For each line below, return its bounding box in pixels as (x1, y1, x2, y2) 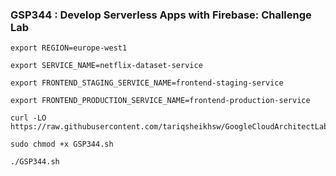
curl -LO (10, 113, 47, 123)
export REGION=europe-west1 (10, 43, 128, 53)
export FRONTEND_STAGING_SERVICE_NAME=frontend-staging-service (10, 78, 284, 88)
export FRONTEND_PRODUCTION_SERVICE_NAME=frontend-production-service (10, 96, 311, 106)
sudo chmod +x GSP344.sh (10, 139, 114, 150)
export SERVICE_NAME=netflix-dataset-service (10, 61, 203, 71)
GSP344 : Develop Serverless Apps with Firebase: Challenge (10, 8, 312, 22)
